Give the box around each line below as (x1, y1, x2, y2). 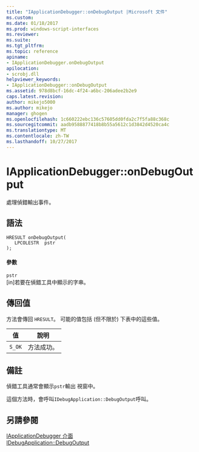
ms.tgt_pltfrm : (6, 43, 45, 49)
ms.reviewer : (6, 32, 39, 38)
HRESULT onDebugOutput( (6, 234, 67, 240)
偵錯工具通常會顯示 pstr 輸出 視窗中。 (6, 383, 99, 390)
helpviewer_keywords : (6, 76, 61, 83)
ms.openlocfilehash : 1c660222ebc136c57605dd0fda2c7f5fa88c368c (6, 116, 170, 122)
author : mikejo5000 (6, 99, 56, 105)
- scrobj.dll (6, 71, 39, 77)
